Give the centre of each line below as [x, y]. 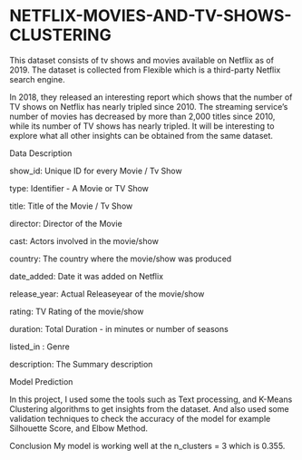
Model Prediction [41, 381]
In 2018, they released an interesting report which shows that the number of [151, 97]
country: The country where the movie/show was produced [121, 259]
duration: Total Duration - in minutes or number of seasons [119, 328]
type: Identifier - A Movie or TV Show [79, 188]
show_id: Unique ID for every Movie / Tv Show [96, 171]
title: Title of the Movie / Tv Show [71, 206]
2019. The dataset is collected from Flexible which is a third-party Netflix [145, 70]
